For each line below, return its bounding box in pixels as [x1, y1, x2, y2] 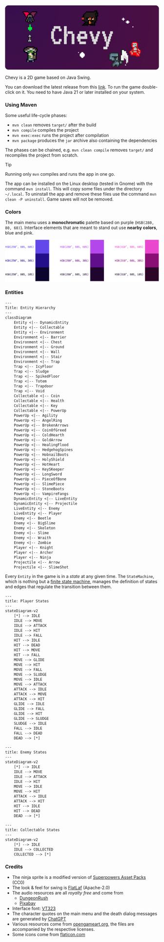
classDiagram [5, 315, 32, 320]
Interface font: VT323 [12, 906, 56, 912]
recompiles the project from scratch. [5, 152, 79, 158]
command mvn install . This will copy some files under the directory [5, 185, 143, 191]
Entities [5, 289, 23, 296]
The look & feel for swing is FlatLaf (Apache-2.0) [12, 885, 110, 891]
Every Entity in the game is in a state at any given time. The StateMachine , [5, 573, 155, 579]
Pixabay [19, 900, 36, 906]
